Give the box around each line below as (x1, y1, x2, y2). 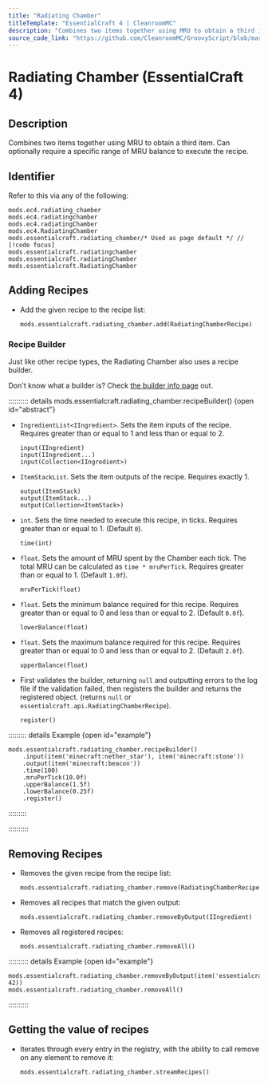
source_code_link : (8, 34, 69, 42)
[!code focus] (8, 241, 56, 250)
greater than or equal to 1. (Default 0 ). (19, 524, 144, 534)
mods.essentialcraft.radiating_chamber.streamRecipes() (19, 1068, 210, 1076)
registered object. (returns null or (19, 692, 132, 702)
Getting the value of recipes (8, 1023, 149, 1037)
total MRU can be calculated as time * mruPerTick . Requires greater (19, 562, 244, 571)
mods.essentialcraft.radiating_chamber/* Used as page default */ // (8, 235, 245, 242)
